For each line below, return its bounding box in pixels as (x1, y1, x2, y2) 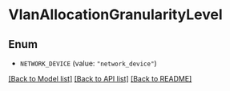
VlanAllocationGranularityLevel (8, 6, 223, 24)
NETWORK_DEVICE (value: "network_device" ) (19, 58, 158, 68)
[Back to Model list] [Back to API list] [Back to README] (8, 74, 192, 83)
